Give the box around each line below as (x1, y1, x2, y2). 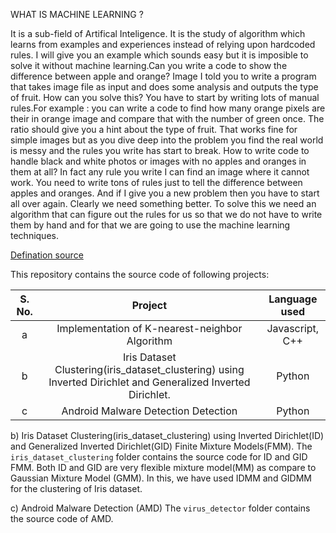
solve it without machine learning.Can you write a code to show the (10, 60, 288, 71)
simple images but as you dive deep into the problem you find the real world (10, 134, 324, 146)
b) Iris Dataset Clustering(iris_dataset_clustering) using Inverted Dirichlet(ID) (10, 430, 325, 441)
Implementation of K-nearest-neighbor (56, 322, 243, 335)
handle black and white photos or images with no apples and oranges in (10, 155, 307, 167)
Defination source (10, 249, 84, 261)
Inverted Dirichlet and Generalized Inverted (48, 375, 251, 389)
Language (268, 292, 318, 306)
